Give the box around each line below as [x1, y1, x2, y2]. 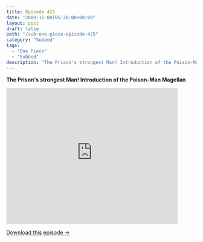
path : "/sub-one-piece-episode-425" [6, 31, 98, 37]
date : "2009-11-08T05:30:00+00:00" [6, 14, 96, 21]
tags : [6, 43, 20, 49]
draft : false [6, 25, 39, 32]
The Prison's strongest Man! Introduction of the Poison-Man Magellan [6, 76, 186, 83]
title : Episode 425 [6, 8, 56, 15]
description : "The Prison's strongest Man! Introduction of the [6, 59, 172, 65]
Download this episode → [6, 229, 70, 236]
